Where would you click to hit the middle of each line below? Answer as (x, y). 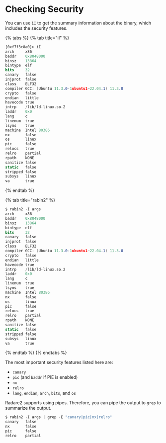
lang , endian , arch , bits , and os (44, 393)
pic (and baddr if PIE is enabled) (45, 377)
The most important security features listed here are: (59, 362)
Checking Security (44, 9)
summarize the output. (28, 408)
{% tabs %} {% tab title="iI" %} (37, 38)
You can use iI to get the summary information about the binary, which (78, 23)
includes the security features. (37, 28)
